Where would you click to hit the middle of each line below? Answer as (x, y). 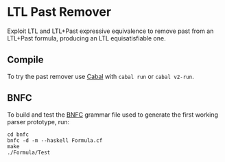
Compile (25, 60)
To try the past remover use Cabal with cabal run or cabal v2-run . (100, 76)
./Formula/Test (29, 152)
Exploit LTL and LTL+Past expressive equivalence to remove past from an (110, 31)
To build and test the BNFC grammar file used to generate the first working (113, 115)
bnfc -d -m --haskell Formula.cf (55, 140)
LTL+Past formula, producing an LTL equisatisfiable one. (86, 38)
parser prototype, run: (38, 121)
